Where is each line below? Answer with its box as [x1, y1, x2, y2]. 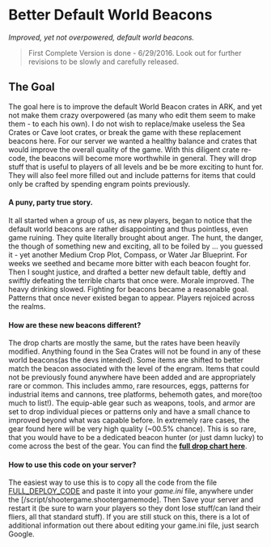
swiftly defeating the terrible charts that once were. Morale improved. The [8, 275, 255, 285]
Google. [8, 529, 35, 539]
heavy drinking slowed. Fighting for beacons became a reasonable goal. [8, 284, 249, 294]
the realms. [8, 301, 46, 311]
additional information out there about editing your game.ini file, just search [8, 520, 260, 531]
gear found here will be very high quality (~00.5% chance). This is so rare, [8, 424, 256, 434]
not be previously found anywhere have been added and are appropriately [8, 372, 256, 382]
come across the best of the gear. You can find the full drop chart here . [8, 441, 248, 451]
